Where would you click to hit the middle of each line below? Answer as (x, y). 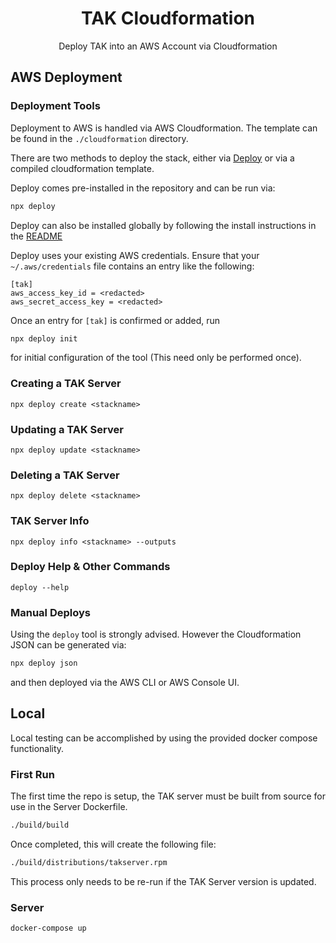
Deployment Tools (55, 106)
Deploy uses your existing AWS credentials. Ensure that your (135, 255)
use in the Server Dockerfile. (69, 807)
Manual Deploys (50, 612)
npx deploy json (44, 663)
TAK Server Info (50, 521)
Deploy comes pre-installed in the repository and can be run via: (143, 188)
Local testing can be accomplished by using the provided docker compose (164, 738)
